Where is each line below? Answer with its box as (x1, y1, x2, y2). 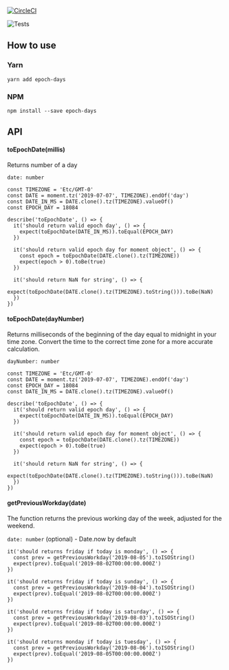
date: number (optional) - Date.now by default (7, 534, 136, 543)
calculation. (7, 345, 40, 353)
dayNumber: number (7, 358, 60, 365)
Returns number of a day (7, 160, 78, 169)
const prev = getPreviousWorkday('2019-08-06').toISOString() (13, 644, 195, 651)
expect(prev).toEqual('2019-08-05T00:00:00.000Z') (13, 650, 162, 657)
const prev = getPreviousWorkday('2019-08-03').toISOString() (13, 614, 195, 621)
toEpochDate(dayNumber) (7, 315, 85, 323)
